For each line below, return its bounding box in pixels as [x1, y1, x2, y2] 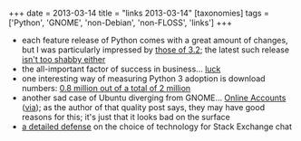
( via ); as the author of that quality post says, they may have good [21, 102, 265, 112]
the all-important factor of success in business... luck [21, 63, 221, 74]
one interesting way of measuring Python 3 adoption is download [21, 73, 266, 84]
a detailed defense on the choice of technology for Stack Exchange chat [21, 121, 292, 132]
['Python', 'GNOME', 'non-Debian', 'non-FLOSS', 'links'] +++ [8, 17, 233, 28]
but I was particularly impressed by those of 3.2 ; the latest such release [21, 44, 290, 55]
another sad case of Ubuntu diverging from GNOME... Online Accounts [21, 92, 286, 103]
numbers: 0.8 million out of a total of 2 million [21, 83, 191, 93]
